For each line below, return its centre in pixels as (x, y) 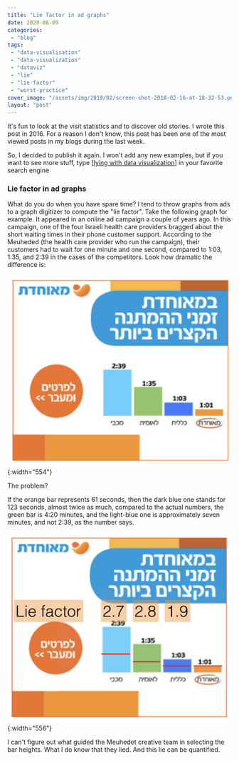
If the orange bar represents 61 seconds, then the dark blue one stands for (117, 499)
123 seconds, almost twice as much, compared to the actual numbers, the (116, 507)
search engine (28, 170)
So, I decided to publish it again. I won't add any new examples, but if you (115, 155)
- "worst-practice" (39, 90)
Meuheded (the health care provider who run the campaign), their (104, 242)
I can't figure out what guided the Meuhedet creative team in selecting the (116, 742)
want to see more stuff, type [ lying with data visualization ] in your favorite (115, 163)
